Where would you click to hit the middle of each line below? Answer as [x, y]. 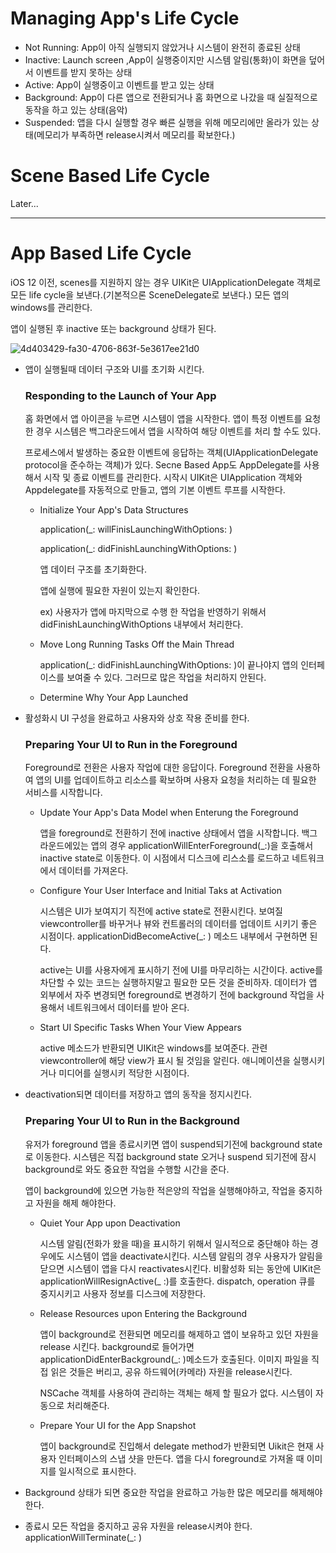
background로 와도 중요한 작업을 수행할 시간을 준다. [127, 1169]
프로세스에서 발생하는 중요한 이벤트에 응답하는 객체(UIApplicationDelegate [171, 453]
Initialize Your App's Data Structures [114, 510]
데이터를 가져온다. [93, 871]
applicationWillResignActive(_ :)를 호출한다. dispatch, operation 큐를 [177, 1281]
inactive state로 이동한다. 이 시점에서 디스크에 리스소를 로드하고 [164, 858]
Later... [24, 203]
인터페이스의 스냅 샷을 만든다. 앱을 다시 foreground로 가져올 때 [181, 1458]
